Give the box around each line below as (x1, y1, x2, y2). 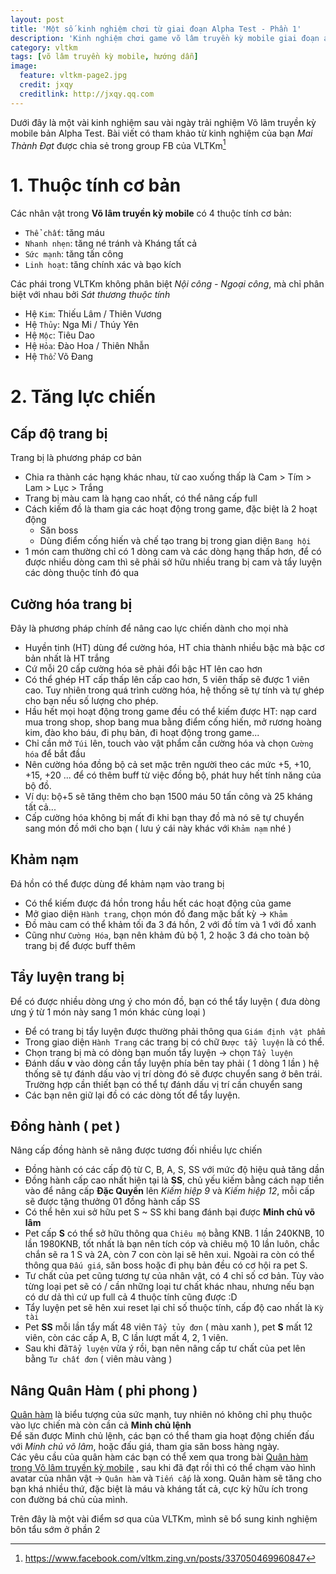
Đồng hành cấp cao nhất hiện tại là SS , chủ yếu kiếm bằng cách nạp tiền (24, 1174, 325, 1186)
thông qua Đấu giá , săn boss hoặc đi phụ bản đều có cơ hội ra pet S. (24, 1259, 308, 1271)
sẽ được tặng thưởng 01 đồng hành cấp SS (24, 1196, 201, 1208)
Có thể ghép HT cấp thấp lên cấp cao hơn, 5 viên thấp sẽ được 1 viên (24, 674, 310, 686)
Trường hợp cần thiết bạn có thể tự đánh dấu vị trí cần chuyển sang (24, 1078, 303, 1090)
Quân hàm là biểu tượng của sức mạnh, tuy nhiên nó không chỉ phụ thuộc (10, 1409, 313, 1421)
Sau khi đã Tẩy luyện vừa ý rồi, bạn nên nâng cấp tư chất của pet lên (24, 1342, 306, 1355)
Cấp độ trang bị (10, 425, 108, 442)
